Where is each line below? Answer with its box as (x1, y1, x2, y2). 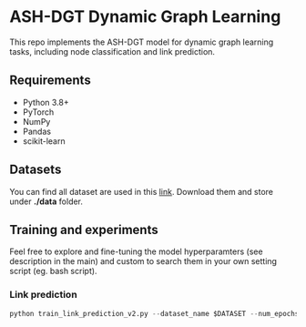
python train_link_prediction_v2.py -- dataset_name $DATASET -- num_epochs (9, 309, 300, 318)
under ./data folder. (9, 196, 84, 207)
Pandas (22, 126, 52, 137)
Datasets (9, 162, 62, 178)
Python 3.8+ (22, 97, 70, 107)
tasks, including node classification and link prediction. (9, 46, 216, 56)
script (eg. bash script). (9, 266, 97, 277)
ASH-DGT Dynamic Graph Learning (9, 6, 281, 27)
